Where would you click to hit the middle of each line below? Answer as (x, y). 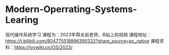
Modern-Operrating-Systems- (71, 9)
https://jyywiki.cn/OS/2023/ (44, 47)
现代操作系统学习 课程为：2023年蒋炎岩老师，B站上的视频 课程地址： (78, 34)
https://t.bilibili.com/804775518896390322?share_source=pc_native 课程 (82, 41)
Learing (22, 20)
